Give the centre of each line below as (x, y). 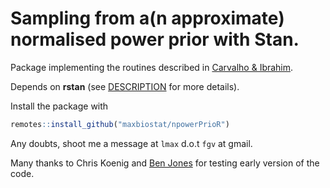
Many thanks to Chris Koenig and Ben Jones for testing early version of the (165, 163)
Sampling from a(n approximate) (147, 18)
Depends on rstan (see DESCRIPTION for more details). (125, 86)
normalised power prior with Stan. (155, 39)
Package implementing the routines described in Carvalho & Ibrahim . (152, 67)
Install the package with (59, 106)
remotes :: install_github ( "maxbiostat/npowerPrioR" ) (120, 124)
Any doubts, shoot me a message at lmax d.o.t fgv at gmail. (131, 143)
